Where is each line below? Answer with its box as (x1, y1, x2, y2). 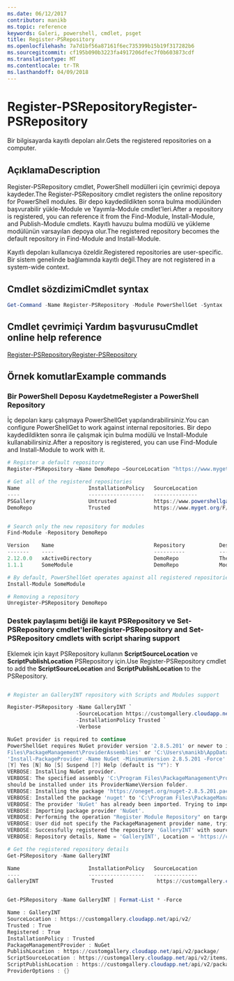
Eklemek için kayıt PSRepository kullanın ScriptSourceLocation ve (7, 650, 198, 658)
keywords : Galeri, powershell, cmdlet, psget (7, 29, 141, 37)
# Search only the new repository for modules (7, 523, 145, 530)
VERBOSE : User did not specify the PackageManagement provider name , (7, 821, 214, 828)
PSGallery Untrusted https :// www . (7, 497, 192, 504)
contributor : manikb (7, 17, 68, 24)
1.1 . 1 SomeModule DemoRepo (7, 561, 179, 569)
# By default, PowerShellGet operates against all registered (7, 574, 192, 581)
